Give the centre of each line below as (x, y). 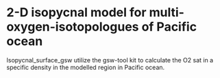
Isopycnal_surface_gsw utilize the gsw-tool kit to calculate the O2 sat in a (110, 60)
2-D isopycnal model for (76, 13)
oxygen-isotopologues (73, 27)
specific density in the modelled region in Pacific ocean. (86, 67)
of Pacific (169, 27)
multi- (167, 13)
